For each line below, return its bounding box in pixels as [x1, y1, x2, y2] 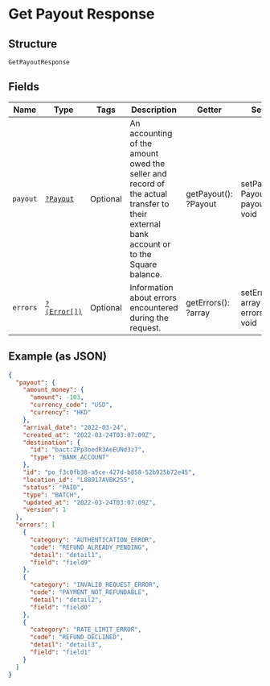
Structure [8, 37, 58, 51]
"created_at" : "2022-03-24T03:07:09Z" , [22, 430, 157, 439]
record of [129, 178, 165, 189]
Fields [8, 80, 40, 94]
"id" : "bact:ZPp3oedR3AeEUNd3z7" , [29, 446, 146, 454]
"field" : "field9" [29, 558, 92, 567]
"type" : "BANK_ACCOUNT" [29, 453, 110, 462]
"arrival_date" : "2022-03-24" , [22, 423, 128, 431]
